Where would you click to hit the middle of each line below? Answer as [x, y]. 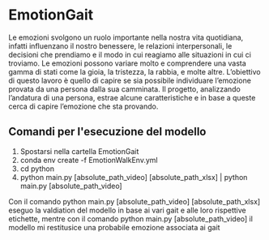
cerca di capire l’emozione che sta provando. [83, 106]
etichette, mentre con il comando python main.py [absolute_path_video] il [131, 219]
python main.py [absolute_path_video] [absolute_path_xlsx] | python [134, 177]
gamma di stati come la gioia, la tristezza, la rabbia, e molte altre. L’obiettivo [134, 71]
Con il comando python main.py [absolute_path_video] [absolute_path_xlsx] [134, 201]
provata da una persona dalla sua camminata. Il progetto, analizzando [124, 89]
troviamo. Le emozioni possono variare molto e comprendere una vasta [128, 63]
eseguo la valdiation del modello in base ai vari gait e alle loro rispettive [127, 210]
